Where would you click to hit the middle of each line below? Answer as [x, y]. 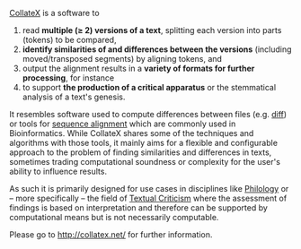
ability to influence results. [58, 171]
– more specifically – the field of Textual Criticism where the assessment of [148, 198]
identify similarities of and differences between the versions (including [157, 49]
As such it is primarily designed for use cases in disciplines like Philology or [149, 189]
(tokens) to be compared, [69, 40]
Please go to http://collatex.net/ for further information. [111, 235]
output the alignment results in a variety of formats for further [138, 68]
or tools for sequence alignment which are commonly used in [123, 124]
